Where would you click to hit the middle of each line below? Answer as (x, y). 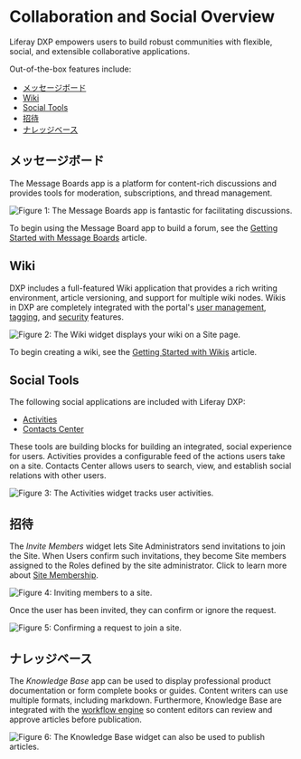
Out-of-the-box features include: (71, 69)
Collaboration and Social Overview (142, 17)
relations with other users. (58, 476)
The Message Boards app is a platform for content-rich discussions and (143, 183)
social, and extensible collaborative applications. (100, 51)
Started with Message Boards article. (78, 237)
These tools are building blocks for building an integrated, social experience (150, 447)
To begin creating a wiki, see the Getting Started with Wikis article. (133, 351)
